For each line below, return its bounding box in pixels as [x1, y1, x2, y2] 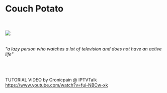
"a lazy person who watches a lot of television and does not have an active [5, 45, 162, 51]
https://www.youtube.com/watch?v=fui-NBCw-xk [5, 82, 108, 88]
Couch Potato [5, 3, 64, 14]
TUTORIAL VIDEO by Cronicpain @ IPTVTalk [5, 76, 97, 82]
